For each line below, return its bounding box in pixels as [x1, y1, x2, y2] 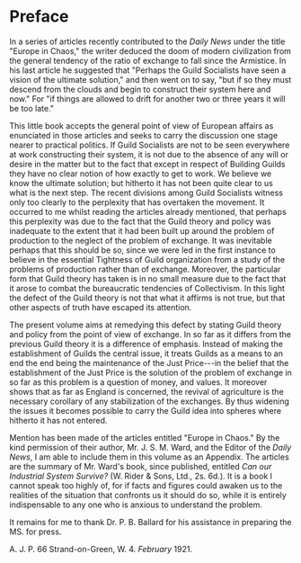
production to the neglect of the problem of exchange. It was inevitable [9, 235, 272, 246]
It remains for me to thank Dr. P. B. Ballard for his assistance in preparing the [9, 516, 292, 527]
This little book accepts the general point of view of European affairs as [9, 120, 274, 131]
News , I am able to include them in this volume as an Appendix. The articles [9, 451, 289, 462]
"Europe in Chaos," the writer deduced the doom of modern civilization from [9, 45, 292, 56]
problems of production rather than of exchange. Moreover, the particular [9, 264, 281, 274]
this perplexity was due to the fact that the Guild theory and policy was [9, 216, 271, 227]
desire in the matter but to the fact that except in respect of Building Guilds [9, 158, 286, 169]
